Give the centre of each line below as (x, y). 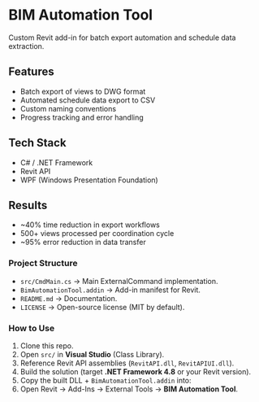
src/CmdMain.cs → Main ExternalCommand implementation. (119, 281)
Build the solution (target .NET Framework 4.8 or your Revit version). (136, 371)
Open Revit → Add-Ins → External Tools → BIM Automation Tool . (129, 389)
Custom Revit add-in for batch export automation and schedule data (122, 37)
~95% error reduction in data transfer (83, 243)
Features (31, 72)
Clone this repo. (47, 345)
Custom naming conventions (68, 108)
